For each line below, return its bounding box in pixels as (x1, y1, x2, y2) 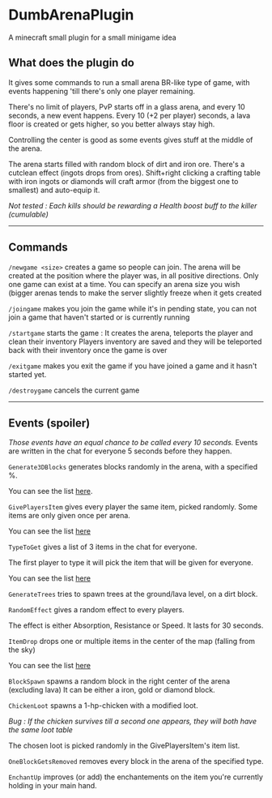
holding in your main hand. (8, 781, 97, 791)
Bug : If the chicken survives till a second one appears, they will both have (8, 716, 257, 727)
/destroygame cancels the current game (8, 385, 140, 395)
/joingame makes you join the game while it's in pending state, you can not (8, 303, 257, 313)
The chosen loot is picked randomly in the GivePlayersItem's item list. (8, 740, 240, 751)
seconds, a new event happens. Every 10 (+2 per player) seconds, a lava (8, 110, 251, 120)
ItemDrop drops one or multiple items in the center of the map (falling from (8, 637, 255, 646)
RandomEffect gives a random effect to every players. (8, 605, 185, 615)
